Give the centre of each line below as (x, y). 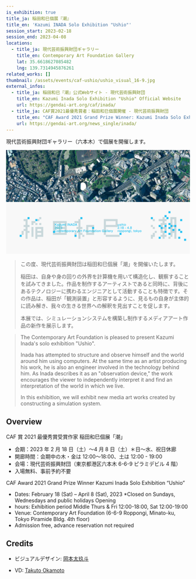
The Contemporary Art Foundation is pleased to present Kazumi (97, 337)
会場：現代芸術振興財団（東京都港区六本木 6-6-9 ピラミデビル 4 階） (98, 464)
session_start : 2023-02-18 (39, 31)
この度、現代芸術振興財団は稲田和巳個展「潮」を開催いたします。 (99, 264)
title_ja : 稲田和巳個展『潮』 (39, 18)
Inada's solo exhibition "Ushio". (58, 343)
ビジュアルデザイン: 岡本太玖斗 (52, 559)
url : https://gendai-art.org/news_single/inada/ (77, 124)
